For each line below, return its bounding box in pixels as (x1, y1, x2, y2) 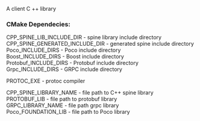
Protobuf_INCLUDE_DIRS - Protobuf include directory (6, 60, 139, 67)
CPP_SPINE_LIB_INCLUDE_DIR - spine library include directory (6, 34, 161, 41)
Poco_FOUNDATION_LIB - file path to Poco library (6, 108, 131, 116)
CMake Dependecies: (6, 20, 70, 28)
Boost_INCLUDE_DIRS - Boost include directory (6, 53, 125, 60)
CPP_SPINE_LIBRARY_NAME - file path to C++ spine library (6, 89, 154, 96)
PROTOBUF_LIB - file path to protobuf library (6, 96, 117, 103)
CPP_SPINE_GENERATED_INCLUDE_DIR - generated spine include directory (6, 40, 195, 48)
